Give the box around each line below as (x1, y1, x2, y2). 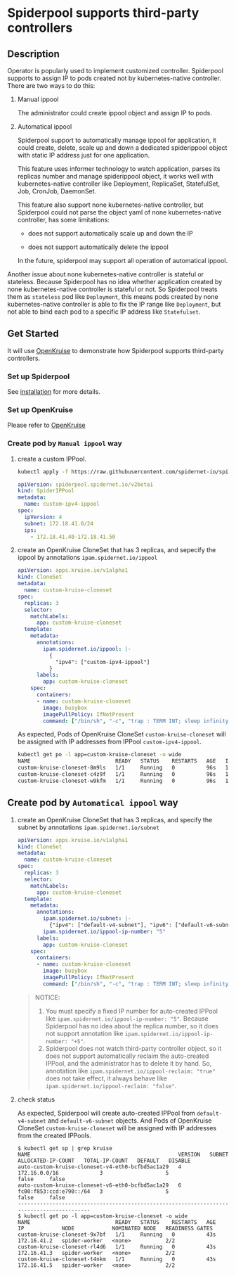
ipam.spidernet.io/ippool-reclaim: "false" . (45, 1081, 177, 1090)
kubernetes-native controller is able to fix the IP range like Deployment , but (7, 300, 221, 308)
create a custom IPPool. (17, 454, 86, 463)
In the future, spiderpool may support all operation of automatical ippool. (17, 257, 228, 264)
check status (17, 1095, 55, 1104)
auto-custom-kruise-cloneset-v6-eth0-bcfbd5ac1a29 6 (17, 1182, 182, 1189)
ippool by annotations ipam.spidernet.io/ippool (17, 554, 158, 562)
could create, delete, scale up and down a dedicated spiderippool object (17, 143, 228, 152)
